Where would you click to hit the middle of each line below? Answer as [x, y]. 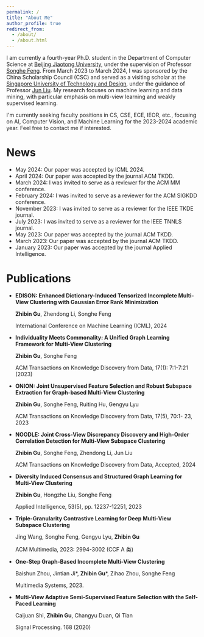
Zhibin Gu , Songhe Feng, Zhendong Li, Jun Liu [74, 453]
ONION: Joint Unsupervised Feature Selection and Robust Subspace [103, 386]
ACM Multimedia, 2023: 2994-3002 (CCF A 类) [74, 549]
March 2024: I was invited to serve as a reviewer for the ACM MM [98, 182]
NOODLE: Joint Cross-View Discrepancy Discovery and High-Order [102, 434]
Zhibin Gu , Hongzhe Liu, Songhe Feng [63, 495]
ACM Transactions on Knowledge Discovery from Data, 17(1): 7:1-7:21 [102, 368]
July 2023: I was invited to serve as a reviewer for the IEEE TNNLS [98, 221]
